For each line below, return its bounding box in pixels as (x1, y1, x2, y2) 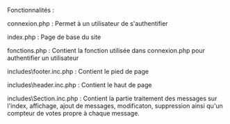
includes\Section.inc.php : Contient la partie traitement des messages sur (7, 94, 217, 102)
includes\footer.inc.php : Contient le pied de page (7, 68, 149, 75)
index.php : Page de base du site (7, 33, 101, 41)
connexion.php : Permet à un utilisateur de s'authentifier (7, 20, 168, 27)
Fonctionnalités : (7, 6, 54, 14)
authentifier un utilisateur (7, 54, 79, 62)
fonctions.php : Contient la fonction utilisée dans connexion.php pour (7, 47, 205, 54)
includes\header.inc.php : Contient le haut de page (7, 81, 152, 89)
